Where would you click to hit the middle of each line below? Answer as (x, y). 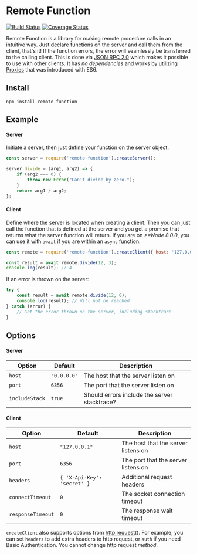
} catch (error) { (28, 306)
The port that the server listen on (129, 386)
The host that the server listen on (129, 376)
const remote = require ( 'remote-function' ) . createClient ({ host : (87, 252)
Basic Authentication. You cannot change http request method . (82, 545)
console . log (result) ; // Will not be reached (73, 301)
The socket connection (153, 494)
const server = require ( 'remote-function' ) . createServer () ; (81, 158)
